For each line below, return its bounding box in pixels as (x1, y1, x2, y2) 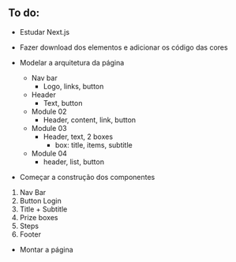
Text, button (43, 98, 83, 107)
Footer (19, 229, 42, 239)
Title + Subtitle (19, 204, 68, 214)
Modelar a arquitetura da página (19, 58, 125, 67)
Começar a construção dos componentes (19, 172, 155, 182)
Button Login (19, 196, 62, 205)
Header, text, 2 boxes (43, 132, 113, 141)
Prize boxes (19, 212, 58, 222)
